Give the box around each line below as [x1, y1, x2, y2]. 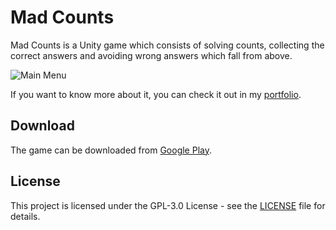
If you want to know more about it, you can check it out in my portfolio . [10, 88, 302, 100]
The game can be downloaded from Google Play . [10, 144, 212, 156]
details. [10, 210, 41, 222]
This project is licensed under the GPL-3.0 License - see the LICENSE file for [10, 199, 326, 211]
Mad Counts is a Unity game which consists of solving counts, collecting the [10, 39, 325, 51]
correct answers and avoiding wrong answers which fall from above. [10, 49, 293, 61]
